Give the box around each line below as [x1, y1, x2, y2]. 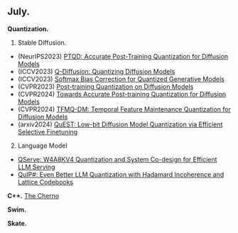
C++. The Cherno [7, 191, 60, 200]
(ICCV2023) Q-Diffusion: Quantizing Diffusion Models [17, 67, 175, 75]
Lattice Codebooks [17, 178, 74, 186]
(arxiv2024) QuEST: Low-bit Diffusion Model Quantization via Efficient [17, 120, 223, 129]
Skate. [7, 219, 27, 227]
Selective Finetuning [17, 127, 78, 136]
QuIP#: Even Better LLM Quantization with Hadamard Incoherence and [17, 170, 225, 178]
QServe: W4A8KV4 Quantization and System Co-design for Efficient [17, 155, 217, 163]
